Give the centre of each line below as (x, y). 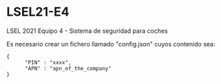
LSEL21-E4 (38, 12)
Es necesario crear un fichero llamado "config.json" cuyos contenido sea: (111, 44)
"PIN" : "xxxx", (48, 62)
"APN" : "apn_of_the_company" (68, 68)
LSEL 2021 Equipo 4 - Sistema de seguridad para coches (87, 31)
